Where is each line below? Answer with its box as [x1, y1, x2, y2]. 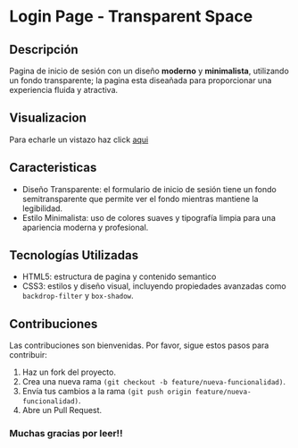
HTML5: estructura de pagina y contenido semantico [21, 271, 217, 283]
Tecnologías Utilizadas [9, 248, 139, 263]
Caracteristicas [9, 160, 97, 175]
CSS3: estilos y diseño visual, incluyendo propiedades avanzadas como [21, 281, 287, 292]
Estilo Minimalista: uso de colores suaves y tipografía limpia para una [21, 212, 277, 223]
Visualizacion [9, 110, 87, 126]
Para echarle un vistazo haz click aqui [9, 134, 149, 145]
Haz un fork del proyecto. [21, 367, 116, 377]
